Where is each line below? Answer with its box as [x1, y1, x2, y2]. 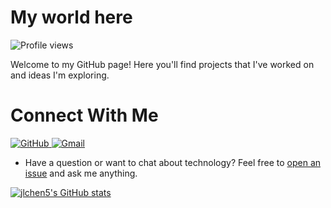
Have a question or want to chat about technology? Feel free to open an [24, 156, 322, 168]
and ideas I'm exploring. [10, 69, 110, 81]
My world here [10, 6, 133, 29]
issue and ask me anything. [24, 167, 138, 179]
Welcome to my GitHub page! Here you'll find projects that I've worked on [10, 58, 315, 70]
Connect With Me [10, 104, 159, 127]
